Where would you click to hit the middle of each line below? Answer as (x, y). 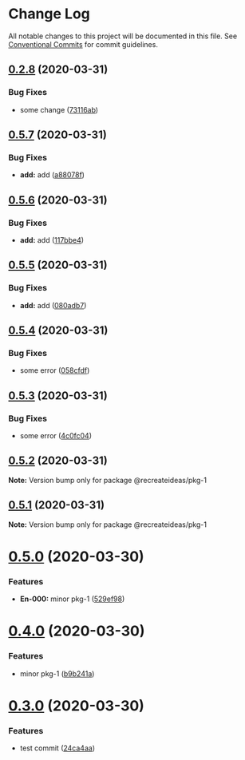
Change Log (49, 14)
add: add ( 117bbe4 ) (52, 240)
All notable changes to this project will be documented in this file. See (123, 36)
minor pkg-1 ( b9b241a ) (57, 673)
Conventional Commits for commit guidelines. (83, 44)
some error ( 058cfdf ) (55, 370)
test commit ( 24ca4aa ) (57, 748)
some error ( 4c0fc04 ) (55, 436)
